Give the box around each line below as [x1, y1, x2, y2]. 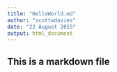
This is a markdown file [7, 55, 110, 67]
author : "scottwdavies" [7, 17, 77, 24]
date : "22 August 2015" [7, 23, 77, 30]
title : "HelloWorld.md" [7, 10, 77, 17]
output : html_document [7, 29, 73, 37]
